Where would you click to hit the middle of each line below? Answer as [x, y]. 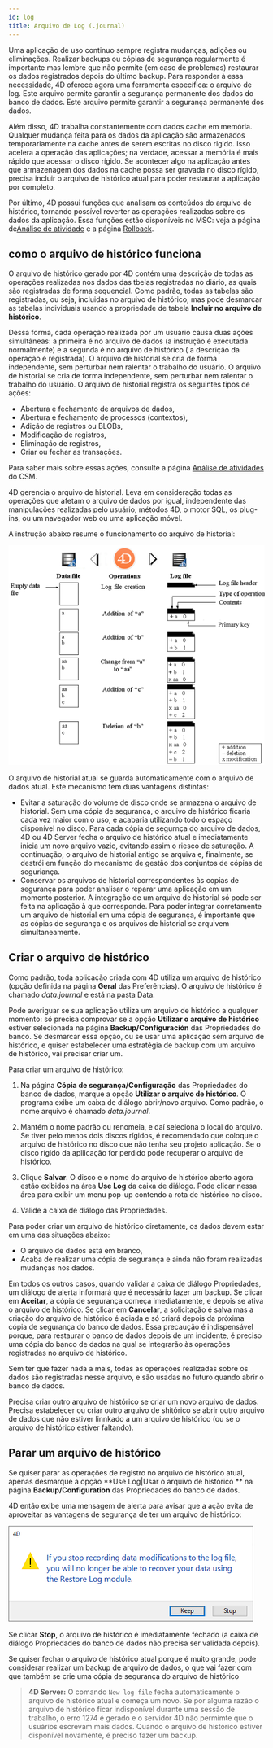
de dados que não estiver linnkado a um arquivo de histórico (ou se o [124, 1418]
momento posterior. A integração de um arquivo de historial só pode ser [141, 898]
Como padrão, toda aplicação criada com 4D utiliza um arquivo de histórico [135, 977]
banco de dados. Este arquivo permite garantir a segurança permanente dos [136, 102]
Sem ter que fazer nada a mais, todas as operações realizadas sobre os [128, 1368]
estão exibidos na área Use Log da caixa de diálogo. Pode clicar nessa [139, 1186]
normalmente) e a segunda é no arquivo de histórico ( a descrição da [124, 350]
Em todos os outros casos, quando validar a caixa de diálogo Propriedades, [135, 1283]
